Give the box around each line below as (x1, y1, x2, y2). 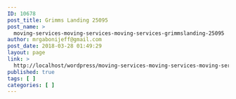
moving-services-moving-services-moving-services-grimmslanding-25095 (13, 29, 225, 37)
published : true (7, 68, 55, 75)
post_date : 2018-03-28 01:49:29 (7, 43, 102, 49)
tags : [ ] (7, 75, 37, 82)
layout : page (7, 49, 46, 56)
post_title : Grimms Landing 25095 (7, 17, 109, 24)
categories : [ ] (7, 82, 55, 89)
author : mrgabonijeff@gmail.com (7, 36, 102, 43)
